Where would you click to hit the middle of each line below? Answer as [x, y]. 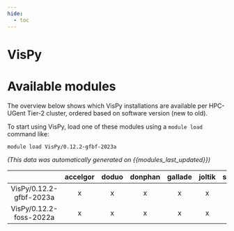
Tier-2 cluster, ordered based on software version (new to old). [117, 113]
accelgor [80, 177]
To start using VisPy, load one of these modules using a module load [105, 127]
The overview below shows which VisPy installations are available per [107, 106]
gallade [180, 177]
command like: [28, 134]
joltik [207, 177]
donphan [145, 177]
